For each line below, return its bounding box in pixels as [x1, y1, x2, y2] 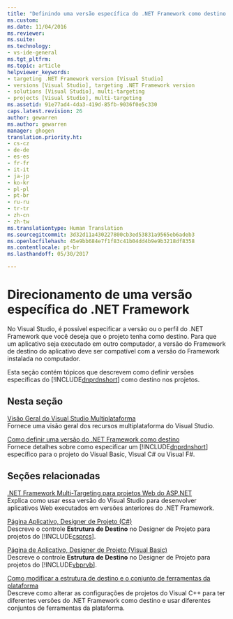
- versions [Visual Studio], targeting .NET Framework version [7, 82, 195, 89]
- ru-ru [7, 198, 30, 206]
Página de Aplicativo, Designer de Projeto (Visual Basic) [7, 546, 167, 554]
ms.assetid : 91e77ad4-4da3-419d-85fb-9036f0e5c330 [7, 101, 158, 108]
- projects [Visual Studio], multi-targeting [7, 95, 142, 102]
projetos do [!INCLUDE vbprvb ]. [7, 560, 98, 569]
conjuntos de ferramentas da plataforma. [7, 604, 126, 612]
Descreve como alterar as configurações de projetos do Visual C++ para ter [7, 588, 225, 597]
